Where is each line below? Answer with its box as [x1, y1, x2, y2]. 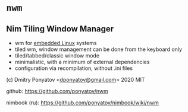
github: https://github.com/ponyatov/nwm [6, 88, 108, 94]
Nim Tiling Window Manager [6, 24, 114, 34]
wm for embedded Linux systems [14, 40, 97, 46]
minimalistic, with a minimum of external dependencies [14, 59, 150, 65]
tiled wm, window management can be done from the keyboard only [14, 46, 183, 53]
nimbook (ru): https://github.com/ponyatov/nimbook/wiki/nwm [6, 99, 159, 106]
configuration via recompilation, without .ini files [14, 65, 133, 72]
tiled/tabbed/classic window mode [14, 52, 100, 59]
